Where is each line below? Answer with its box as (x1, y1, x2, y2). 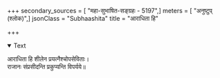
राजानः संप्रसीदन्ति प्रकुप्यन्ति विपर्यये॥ (7, 63, 86, 70)
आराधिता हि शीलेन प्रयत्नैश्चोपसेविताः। (7, 55, 90, 63)
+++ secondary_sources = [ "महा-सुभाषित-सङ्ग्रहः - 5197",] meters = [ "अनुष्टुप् (7, 7, 212, 14)
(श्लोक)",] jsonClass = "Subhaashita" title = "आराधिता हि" (7, 14, 159, 22)
